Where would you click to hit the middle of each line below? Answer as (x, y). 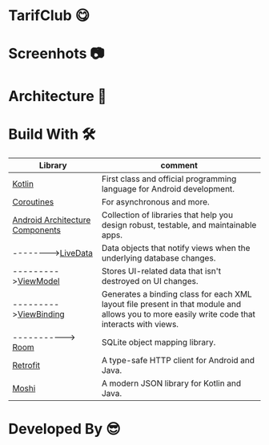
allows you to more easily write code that (179, 314)
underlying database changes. (159, 257)
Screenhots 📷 (56, 54)
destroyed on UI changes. (150, 281)
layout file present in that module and (171, 304)
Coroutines (33, 201)
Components (37, 229)
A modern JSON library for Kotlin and (171, 383)
